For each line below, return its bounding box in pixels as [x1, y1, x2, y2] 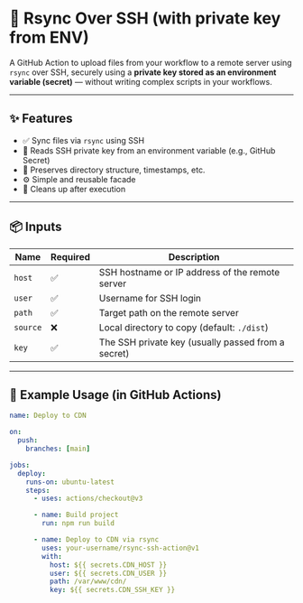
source [14, 322, 42, 332]
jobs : [9, 460, 30, 469]
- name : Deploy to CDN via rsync [32, 535, 160, 544]
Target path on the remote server [98, 306, 239, 319]
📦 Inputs [9, 219, 62, 235]
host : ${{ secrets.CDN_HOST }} [49, 560, 168, 570]
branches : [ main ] [25, 444, 91, 453]
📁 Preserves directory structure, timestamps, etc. [22, 164, 206, 175]
